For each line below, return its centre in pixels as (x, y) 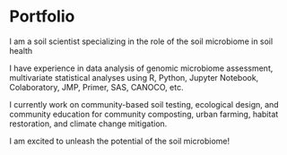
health (21, 50)
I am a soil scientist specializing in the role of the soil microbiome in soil (141, 41)
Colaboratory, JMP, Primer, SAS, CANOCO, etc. (96, 87)
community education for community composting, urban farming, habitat (144, 114)
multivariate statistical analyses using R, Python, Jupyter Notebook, (134, 77)
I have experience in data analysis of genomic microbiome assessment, (141, 68)
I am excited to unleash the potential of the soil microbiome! (120, 141)
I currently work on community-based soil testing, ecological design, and (144, 104)
